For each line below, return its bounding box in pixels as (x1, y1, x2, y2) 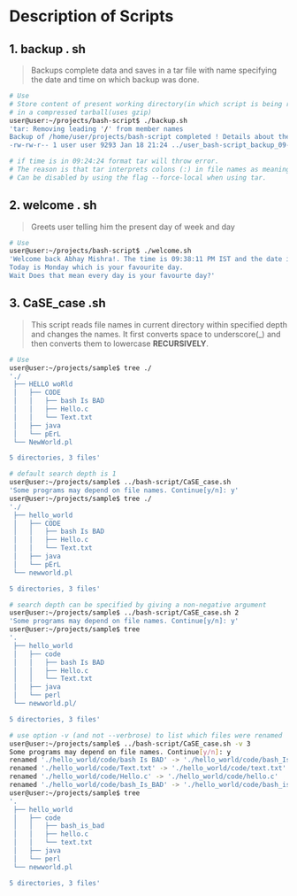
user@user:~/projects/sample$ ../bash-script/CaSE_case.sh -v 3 (9, 739, 251, 748)
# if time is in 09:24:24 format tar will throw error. (9, 157, 219, 166)
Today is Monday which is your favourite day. (9, 263, 184, 272)
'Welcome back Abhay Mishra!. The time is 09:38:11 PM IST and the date (9, 255, 283, 264)
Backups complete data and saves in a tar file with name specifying (30, 65, 277, 75)
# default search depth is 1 (9, 469, 117, 479)
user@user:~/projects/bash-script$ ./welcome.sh (9, 246, 192, 256)
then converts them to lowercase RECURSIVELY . (30, 338, 209, 349)
